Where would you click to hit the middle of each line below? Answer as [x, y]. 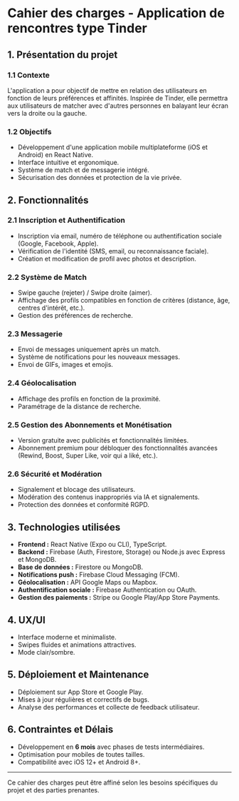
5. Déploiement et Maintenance [78, 675]
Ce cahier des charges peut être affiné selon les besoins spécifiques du [113, 782]
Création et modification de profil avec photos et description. [107, 258]
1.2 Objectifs [30, 131]
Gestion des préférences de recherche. [75, 316]
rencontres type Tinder [78, 28]
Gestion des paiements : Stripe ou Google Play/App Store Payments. [119, 598]
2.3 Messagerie [35, 334]
